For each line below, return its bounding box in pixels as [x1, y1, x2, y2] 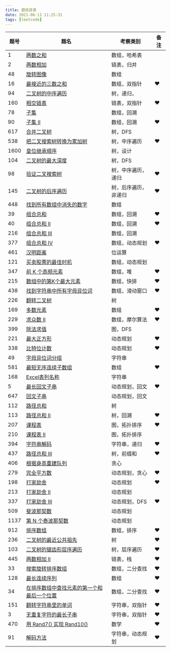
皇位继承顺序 [26, 148, 57, 155]
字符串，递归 [111, 440, 142, 448]
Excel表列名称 [26, 374, 60, 381]
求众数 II [26, 316, 46, 323]
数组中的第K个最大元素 [26, 278, 81, 285]
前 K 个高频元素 [26, 268, 63, 275]
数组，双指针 [111, 80, 142, 87]
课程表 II [26, 431, 46, 438]
